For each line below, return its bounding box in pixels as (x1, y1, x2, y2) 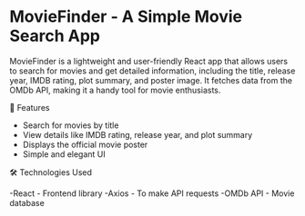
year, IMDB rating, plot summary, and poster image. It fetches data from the (9, 74, 293, 85)
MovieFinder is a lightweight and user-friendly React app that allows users (9, 55, 289, 66)
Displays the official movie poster (22, 139, 148, 150)
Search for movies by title (22, 120, 119, 131)
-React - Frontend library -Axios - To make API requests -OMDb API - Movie (9, 188, 295, 199)
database (9, 197, 46, 208)
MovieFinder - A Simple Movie (9, 6, 243, 27)
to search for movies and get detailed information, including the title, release (9, 65, 296, 76)
